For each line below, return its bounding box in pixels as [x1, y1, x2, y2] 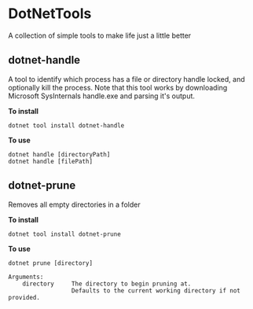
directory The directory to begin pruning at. [22, 280, 192, 288]
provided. [8, 293, 41, 301]
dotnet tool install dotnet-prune [8, 230, 122, 238]
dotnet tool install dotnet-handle [8, 121, 125, 130]
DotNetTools [8, 5, 92, 23]
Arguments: [8, 273, 44, 281]
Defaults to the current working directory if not [71, 286, 241, 295]
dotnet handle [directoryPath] [8, 150, 111, 158]
